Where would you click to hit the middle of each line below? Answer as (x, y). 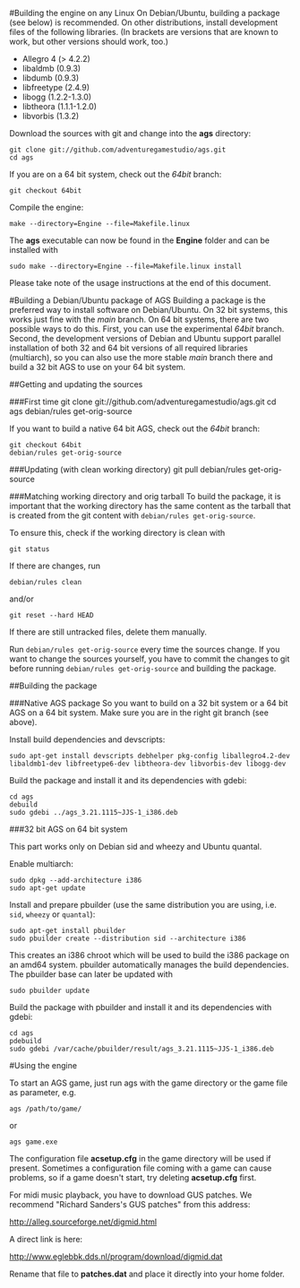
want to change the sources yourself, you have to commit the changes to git (150, 659)
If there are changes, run (55, 566)
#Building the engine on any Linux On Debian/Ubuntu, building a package (145, 13)
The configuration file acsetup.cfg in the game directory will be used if (140, 1158)
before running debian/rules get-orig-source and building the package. (143, 668)
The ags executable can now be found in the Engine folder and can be (140, 240)
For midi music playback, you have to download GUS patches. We (131, 1195)
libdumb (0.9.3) (51, 78)
